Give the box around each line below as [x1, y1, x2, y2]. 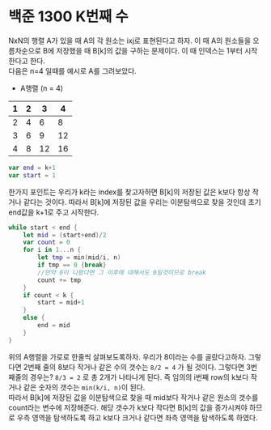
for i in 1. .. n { [23, 246, 82, 254]
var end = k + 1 [8, 164, 57, 172]
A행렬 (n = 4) [19, 83, 63, 93]
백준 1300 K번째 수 [8, 7, 129, 26]
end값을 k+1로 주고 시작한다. [8, 207, 100, 217]
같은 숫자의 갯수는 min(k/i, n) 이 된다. [23, 382, 146, 392]
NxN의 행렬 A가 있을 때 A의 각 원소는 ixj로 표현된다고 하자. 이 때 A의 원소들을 [8, 36, 252, 45]
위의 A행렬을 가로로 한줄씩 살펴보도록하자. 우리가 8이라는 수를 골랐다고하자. [8, 351, 247, 361]
